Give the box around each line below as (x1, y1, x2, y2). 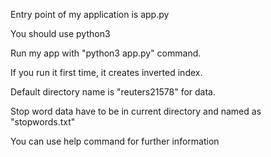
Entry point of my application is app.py (10, 9, 170, 20)
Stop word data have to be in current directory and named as (10, 105, 262, 117)
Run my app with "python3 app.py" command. (10, 47, 202, 59)
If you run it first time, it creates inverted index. (10, 67, 203, 78)
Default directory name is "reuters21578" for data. (10, 86, 216, 98)
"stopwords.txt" (10, 116, 76, 128)
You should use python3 (10, 28, 111, 39)
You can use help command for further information (10, 135, 220, 147)
